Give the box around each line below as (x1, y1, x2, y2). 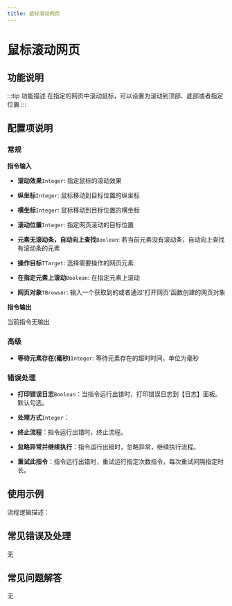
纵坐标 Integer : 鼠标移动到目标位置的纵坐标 (17, 191, 140, 199)
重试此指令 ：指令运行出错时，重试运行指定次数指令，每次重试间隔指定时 (17, 457, 224, 465)
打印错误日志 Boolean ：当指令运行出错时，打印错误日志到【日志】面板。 (17, 389, 222, 398)
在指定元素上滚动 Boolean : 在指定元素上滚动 (17, 274, 140, 282)
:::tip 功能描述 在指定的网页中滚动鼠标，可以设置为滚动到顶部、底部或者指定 (7, 91, 224, 100)
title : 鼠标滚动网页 (7, 10, 60, 17)
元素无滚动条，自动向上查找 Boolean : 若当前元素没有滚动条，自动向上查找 (17, 235, 225, 244)
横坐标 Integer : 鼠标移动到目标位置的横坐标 (17, 206, 140, 215)
